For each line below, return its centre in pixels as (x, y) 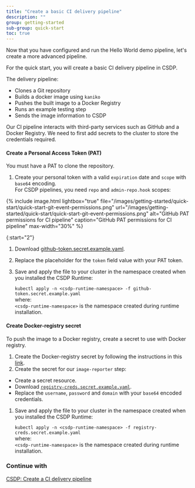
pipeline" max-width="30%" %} (45, 226)
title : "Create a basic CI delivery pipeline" (64, 11)
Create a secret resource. (46, 380)
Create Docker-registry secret (43, 325)
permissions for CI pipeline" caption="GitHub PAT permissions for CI (89, 220)
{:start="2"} (20, 238)
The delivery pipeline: (32, 79)
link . (20, 363)
